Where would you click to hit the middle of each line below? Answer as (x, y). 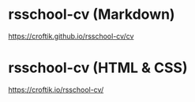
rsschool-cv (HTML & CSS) (98, 68)
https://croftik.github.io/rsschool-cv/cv (71, 36)
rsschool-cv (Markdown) (92, 15)
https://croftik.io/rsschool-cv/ (56, 89)
